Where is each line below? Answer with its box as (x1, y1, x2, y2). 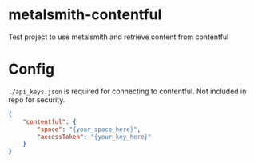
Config (8, 60, 54, 78)
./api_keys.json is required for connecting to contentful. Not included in (8, 86, 247, 96)
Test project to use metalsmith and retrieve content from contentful (8, 32, 229, 42)
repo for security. (8, 94, 65, 105)
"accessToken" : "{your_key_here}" (37, 133, 152, 141)
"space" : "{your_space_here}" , (37, 125, 141, 133)
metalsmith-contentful (8, 6, 162, 24)
